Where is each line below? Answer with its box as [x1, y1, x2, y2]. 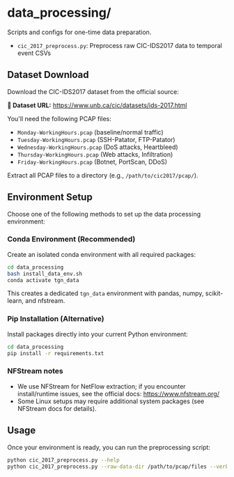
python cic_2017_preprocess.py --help [7, 456, 120, 464]
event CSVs [17, 49, 51, 57]
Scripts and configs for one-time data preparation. [7, 28, 152, 36]
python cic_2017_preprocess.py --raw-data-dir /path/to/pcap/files [7, 463, 208, 470]
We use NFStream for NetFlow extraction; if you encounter [17, 382, 186, 391]
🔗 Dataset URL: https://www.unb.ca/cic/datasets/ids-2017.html [7, 101, 187, 109]
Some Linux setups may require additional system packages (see [17, 397, 205, 405]
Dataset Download [7, 69, 89, 81]
